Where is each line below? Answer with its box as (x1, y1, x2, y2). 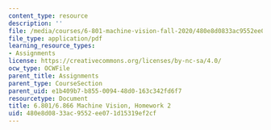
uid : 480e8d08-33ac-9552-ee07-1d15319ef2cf (8, 110, 157, 118)
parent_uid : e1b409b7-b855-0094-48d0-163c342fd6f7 (8, 86, 182, 95)
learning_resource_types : (8, 42, 95, 50)
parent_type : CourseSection (8, 79, 103, 87)
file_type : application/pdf (8, 34, 103, 43)
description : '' (8, 19, 63, 27)
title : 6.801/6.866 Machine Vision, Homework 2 (8, 102, 172, 110)
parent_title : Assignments (8, 72, 99, 80)
